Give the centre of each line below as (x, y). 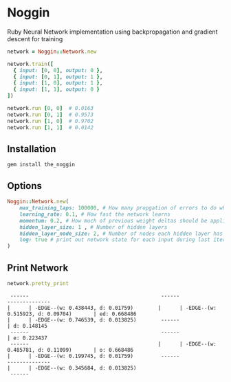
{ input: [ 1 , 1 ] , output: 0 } (56, 90)
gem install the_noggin (41, 165)
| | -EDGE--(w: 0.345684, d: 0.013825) (72, 368)
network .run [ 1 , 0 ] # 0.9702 (51, 121)
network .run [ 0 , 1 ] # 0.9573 (51, 115)
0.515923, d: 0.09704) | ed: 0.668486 (72, 314)
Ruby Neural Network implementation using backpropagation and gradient (112, 32)
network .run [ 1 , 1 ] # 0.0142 (51, 127)
